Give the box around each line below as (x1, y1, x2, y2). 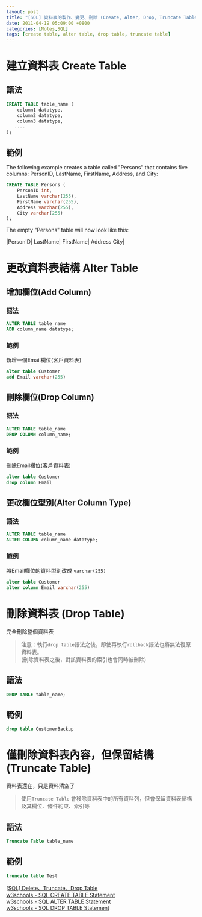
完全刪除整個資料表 (6, 628, 54, 635)
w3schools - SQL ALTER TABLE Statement (6, 898, 111, 905)
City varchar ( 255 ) (17, 210, 63, 216)
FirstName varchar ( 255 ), (17, 198, 79, 205)
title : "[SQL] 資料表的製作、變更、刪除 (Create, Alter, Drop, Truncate (6, 14, 182, 20)
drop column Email (6, 479, 52, 485)
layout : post (6, 8, 39, 15)
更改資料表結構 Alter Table (6, 261, 139, 275)
